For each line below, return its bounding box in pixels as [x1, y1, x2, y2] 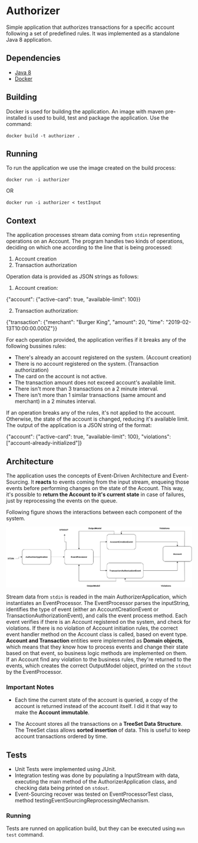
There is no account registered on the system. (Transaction [14, 361, 159, 368]
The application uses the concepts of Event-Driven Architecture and [6, 472, 172, 479]
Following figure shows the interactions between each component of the [6, 508, 183, 515]
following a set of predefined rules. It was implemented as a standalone [6, 29, 180, 37]
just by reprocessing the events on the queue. [6, 497, 118, 504]
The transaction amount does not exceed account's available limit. [14, 379, 176, 386]
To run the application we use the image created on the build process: [6, 164, 176, 171]
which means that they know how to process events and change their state [6, 643, 189, 650]
